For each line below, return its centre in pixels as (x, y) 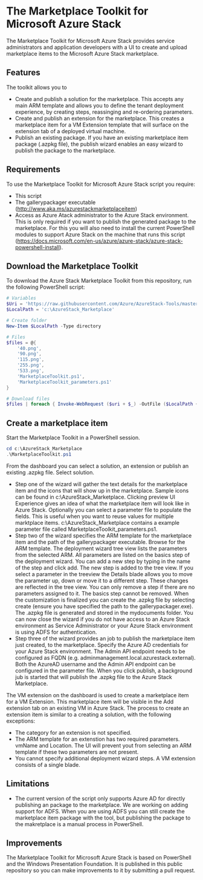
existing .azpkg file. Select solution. (50, 472)
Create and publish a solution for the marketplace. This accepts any (99, 99)
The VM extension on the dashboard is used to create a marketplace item (98, 695)
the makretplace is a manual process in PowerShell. (79, 824)
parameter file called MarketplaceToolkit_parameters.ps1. (86, 529)
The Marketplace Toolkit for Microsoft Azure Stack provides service (91, 41)
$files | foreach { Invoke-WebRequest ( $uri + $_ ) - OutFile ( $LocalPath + (102, 404)
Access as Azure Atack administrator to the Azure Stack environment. (102, 215)
